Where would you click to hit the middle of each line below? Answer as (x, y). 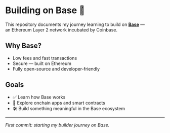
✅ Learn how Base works (39, 97)
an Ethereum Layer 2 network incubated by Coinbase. (61, 29)
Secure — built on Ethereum (42, 63)
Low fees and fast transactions (45, 58)
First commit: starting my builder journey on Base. (57, 125)
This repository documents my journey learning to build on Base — (75, 24)
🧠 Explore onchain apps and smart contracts (59, 103)
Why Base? (24, 46)
